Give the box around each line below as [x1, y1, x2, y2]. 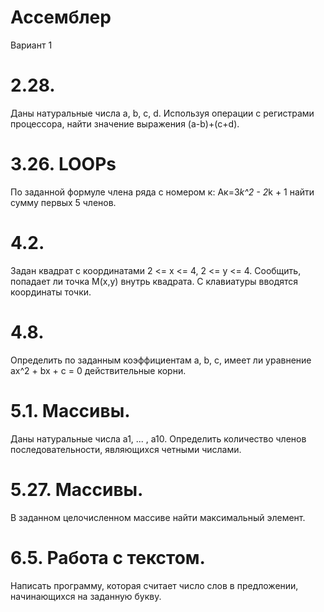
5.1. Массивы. [10, 399, 131, 422]
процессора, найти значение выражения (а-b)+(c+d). [10, 117, 240, 130]
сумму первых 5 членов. [10, 196, 117, 208]
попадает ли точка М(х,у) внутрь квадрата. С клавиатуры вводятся [10, 275, 299, 287]
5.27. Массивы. [10, 478, 144, 501]
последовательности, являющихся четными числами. [10, 443, 242, 455]
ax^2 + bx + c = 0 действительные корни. [10, 364, 187, 376]
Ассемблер [10, 6, 112, 29]
